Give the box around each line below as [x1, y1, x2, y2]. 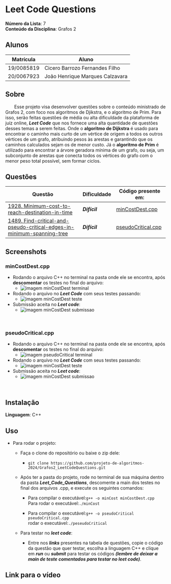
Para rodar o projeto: [12, 440, 56, 446]
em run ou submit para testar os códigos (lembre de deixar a [27, 550, 158, 556]
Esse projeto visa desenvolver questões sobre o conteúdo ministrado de [14, 104, 166, 110]
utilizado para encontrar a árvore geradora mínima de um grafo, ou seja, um [5, 147, 164, 153]
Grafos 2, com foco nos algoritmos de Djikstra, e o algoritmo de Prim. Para [5, 109, 161, 115]
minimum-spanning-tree [8, 230, 68, 237]
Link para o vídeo [5, 571, 61, 579]
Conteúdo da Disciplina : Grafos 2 [5, 26, 76, 32]
